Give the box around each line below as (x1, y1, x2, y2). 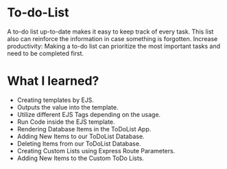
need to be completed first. (7, 49, 84, 57)
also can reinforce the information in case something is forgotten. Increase (7, 34, 218, 42)
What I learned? (7, 73, 99, 89)
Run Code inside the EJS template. (16, 118, 115, 126)
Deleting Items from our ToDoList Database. (16, 139, 141, 148)
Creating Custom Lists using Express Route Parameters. (16, 146, 176, 155)
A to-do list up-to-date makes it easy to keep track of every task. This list (7, 27, 214, 36)
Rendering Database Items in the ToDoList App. (16, 125, 152, 133)
